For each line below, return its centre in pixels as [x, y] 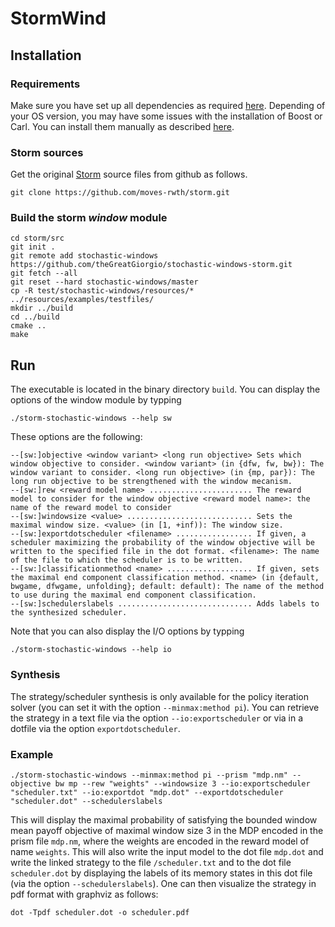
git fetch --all [44, 273]
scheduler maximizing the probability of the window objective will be [162, 543]
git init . [33, 247]
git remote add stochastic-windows [84, 256]
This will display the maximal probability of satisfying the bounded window [164, 819]
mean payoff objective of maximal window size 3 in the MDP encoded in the [167, 830]
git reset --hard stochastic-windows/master [104, 282]
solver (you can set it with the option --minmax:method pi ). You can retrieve [165, 707]
